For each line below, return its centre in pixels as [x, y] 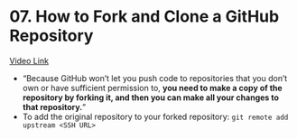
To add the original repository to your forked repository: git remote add [155, 116]
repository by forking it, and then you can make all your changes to [151, 97]
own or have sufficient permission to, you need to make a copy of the [152, 88]
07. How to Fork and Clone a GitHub [144, 17]
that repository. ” [54, 107]
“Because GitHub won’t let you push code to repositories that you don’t [155, 78]
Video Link [29, 60]
